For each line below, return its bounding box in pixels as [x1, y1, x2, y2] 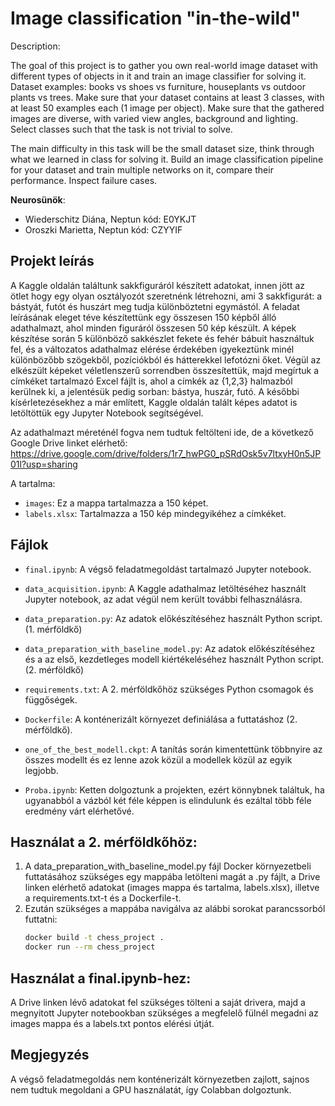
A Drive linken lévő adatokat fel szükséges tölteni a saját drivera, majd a [10, 996, 306, 1008]
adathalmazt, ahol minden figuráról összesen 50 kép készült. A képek [10, 322, 297, 334]
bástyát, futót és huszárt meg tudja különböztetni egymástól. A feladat [10, 300, 300, 312]
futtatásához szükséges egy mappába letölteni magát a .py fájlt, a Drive [24, 871, 321, 883]
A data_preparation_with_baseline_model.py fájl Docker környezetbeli [24, 860, 312, 872]
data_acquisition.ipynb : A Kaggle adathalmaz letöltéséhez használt [24, 582, 307, 594]
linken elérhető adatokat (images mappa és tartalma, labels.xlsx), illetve [24, 882, 320, 894]
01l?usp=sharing [10, 458, 78, 470]
